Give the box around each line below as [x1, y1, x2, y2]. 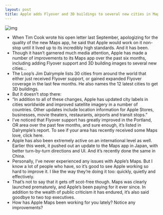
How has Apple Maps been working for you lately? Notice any [12, 199, 136, 205]
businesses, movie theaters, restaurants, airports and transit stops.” [12, 112, 148, 117]
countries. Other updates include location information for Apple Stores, [12, 106, 154, 112]
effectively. [12, 173, 34, 180]
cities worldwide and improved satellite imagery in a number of [12, 101, 138, 107]
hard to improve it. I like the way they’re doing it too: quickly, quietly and [12, 168, 156, 174]
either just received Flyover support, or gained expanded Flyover [12, 76, 142, 82]
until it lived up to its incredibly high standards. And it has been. [22, 45, 149, 50]
